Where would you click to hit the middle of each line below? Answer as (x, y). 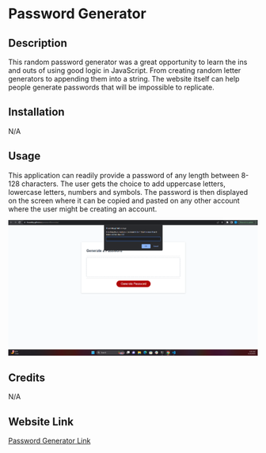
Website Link (41, 422)
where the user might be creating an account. (83, 209)
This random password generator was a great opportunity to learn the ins (128, 62)
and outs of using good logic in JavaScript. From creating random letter (125, 70)
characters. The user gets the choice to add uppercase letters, (123, 184)
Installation (36, 112)
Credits (27, 377)
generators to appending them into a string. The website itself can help (124, 79)
